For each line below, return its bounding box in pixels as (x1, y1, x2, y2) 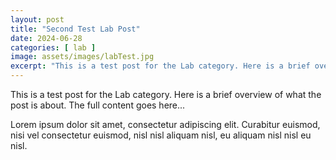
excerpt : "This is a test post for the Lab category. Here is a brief (10, 61, 311, 71)
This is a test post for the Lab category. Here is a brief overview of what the (10, 89, 322, 100)
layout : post (10, 14, 65, 25)
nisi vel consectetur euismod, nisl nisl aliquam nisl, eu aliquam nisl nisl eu (10, 129, 312, 141)
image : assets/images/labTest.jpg (10, 52, 155, 62)
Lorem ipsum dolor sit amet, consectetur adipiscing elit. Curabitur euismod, (10, 119, 321, 130)
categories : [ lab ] (10, 42, 97, 53)
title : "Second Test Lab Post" (10, 24, 141, 34)
